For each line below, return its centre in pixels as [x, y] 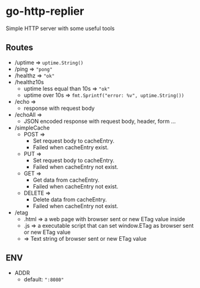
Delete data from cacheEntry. [70, 199]
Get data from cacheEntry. [66, 180]
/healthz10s [29, 82]
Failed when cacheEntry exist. [71, 147]
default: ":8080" [44, 279]
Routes [20, 48]
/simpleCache [32, 128]
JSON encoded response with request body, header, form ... [100, 121]
